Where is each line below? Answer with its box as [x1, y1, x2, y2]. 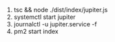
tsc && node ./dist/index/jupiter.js [13, 6, 108, 14]
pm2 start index [13, 27, 59, 35]
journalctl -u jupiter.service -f [13, 20, 98, 28]
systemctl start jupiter [13, 13, 76, 21]
